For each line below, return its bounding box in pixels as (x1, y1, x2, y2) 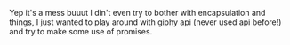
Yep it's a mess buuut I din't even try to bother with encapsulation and (9, 8, 266, 18)
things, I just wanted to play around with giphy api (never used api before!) (9, 17, 282, 27)
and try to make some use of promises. (9, 26, 153, 36)
